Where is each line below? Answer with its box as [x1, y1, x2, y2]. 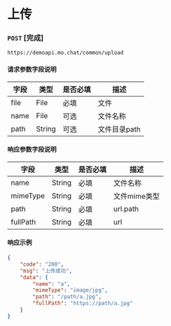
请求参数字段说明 [7, 65, 57, 73]
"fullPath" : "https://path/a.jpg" [32, 300, 133, 307]
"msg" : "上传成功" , [20, 267, 72, 274]
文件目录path [97, 124, 142, 134]
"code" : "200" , [20, 260, 64, 268]
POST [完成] [7, 33, 44, 43]
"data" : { [20, 274, 49, 281]
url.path [113, 204, 139, 213]
